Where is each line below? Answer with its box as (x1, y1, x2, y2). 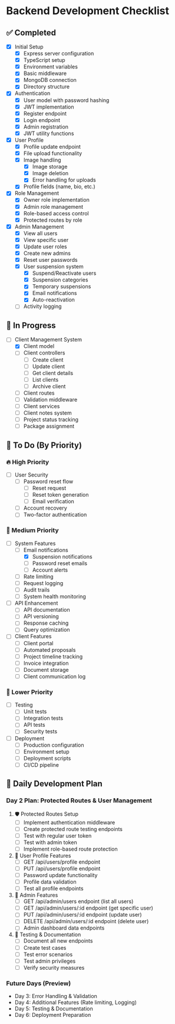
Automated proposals (23, 646, 76, 653)
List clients (32, 376, 59, 383)
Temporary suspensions (32, 283, 91, 290)
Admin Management (14, 223, 64, 230)
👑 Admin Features (14, 892, 58, 899)
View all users (23, 229, 58, 237)
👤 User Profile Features (14, 852, 71, 859)
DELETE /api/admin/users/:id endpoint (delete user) (23, 918, 149, 925)
